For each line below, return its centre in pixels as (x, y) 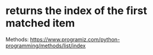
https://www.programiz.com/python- (75, 39)
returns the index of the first (76, 11)
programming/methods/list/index (46, 46)
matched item (40, 23)
